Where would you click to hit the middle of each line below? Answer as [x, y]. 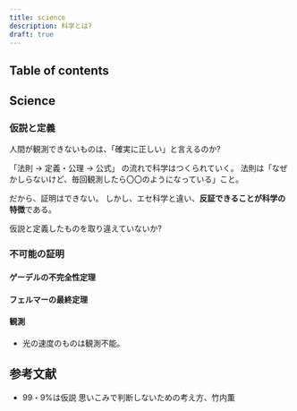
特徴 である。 [33, 210]
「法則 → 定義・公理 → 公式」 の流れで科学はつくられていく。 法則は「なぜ [148, 168]
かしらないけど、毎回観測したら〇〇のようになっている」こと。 [127, 179]
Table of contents [59, 70]
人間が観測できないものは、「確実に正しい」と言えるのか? [115, 150]
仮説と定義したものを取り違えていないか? [86, 228]
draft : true [31, 34]
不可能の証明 [37, 254]
